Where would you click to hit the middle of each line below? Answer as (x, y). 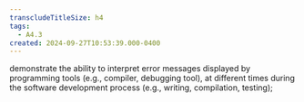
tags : (20, 26)
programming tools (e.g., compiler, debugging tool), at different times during (152, 79)
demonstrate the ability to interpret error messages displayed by (130, 69)
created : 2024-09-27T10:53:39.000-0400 (85, 43)
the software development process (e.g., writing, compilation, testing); (141, 88)
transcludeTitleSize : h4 (56, 18)
